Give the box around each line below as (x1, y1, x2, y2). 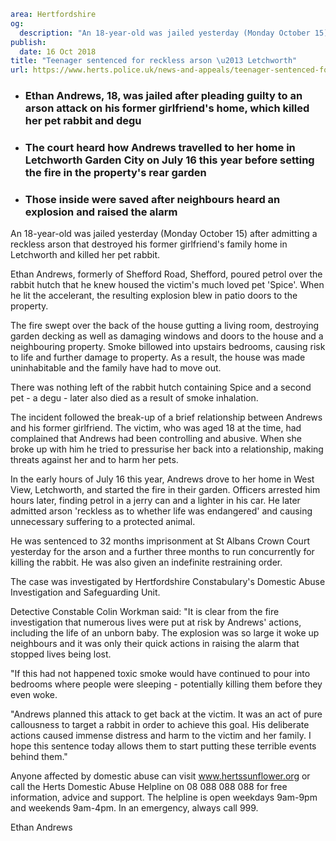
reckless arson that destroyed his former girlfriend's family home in (10, 238, 288, 250)
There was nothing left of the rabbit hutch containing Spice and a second (10, 381, 312, 394)
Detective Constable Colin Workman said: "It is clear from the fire (10, 606, 280, 618)
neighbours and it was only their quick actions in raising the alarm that (10, 638, 300, 650)
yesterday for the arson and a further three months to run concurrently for (10, 546, 315, 558)
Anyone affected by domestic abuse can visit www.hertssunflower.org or (10, 770, 311, 782)
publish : (10, 37, 47, 47)
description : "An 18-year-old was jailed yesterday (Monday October (19, 28, 311, 38)
